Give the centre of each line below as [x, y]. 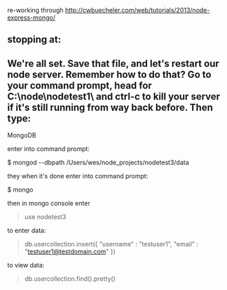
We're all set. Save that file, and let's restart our [113, 64]
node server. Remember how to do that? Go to [109, 74]
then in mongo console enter [49, 204]
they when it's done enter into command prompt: [78, 176]
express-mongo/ [32, 18]
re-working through [36, 10]
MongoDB [22, 136]
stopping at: [34, 40]
